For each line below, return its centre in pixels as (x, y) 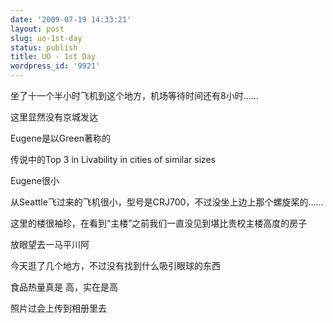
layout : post (37, 29)
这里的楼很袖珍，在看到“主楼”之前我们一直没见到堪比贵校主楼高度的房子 (159, 223)
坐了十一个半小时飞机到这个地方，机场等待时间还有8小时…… (134, 95)
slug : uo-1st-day (46, 38)
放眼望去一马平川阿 (50, 244)
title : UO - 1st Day (53, 57)
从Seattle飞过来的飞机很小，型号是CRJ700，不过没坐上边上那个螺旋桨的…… (167, 202)
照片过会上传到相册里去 (58, 308)
